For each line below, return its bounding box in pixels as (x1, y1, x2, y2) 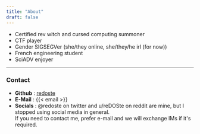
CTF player (14, 37, 42, 44)
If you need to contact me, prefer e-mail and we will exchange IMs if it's (14, 114, 191, 122)
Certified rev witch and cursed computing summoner (14, 30, 145, 37)
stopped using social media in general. (14, 108, 110, 116)
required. (14, 121, 37, 128)
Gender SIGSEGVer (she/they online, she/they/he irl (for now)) (14, 43, 167, 50)
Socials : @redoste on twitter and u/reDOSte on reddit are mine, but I (14, 102, 185, 109)
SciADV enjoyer (14, 56, 54, 63)
